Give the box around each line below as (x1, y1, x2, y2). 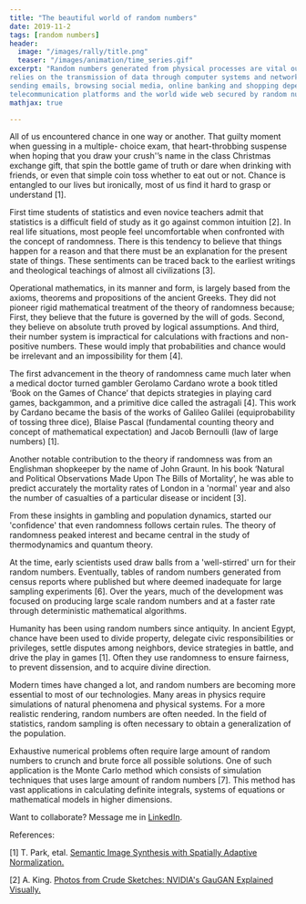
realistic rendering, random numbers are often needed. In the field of (9, 709, 267, 720)
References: (9, 829, 55, 840)
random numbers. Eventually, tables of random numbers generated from (9, 566, 281, 577)
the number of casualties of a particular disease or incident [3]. (9, 493, 247, 504)
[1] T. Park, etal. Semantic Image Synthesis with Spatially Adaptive (9, 847, 258, 858)
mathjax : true (9, 98, 64, 108)
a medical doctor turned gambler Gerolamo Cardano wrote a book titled (9, 378, 278, 389)
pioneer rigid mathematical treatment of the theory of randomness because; (9, 302, 295, 313)
